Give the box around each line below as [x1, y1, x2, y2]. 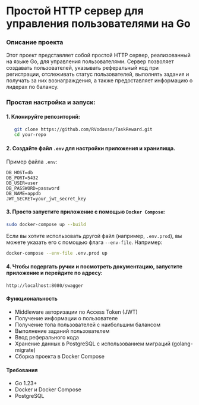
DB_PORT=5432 [6, 175, 39, 181]
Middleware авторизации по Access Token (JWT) [14, 308, 138, 316]
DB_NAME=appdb [6, 190, 42, 196]
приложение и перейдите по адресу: [6, 270, 103, 277]
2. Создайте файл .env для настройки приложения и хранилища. [6, 144, 176, 152]
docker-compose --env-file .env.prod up [6, 250, 108, 256]
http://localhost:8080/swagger [6, 282, 84, 289]
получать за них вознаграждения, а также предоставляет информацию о [6, 77, 193, 84]
